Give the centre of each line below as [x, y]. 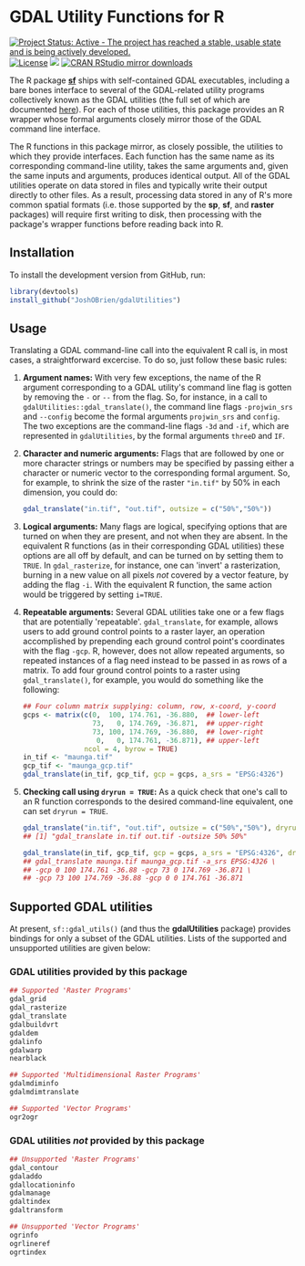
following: [41, 690]
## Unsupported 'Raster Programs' [75, 1159]
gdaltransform [36, 1210]
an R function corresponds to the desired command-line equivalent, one [158, 801]
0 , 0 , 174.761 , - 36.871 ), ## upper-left [178, 740]
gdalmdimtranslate [44, 1093]
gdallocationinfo [42, 1185]
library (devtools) [44, 291]
